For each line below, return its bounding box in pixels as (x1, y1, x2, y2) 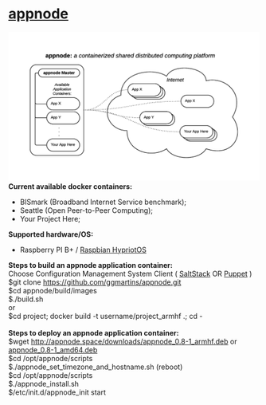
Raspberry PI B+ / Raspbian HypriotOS (19, 245, 147, 254)
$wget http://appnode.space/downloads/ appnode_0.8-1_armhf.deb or (8, 336, 237, 346)
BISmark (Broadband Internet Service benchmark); (19, 197, 187, 206)
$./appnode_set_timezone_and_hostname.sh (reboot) (8, 362, 183, 372)
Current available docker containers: (8, 181, 133, 191)
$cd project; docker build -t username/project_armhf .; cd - (8, 311, 203, 320)
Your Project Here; (19, 214, 81, 223)
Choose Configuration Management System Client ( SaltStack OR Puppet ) (8, 269, 252, 278)
